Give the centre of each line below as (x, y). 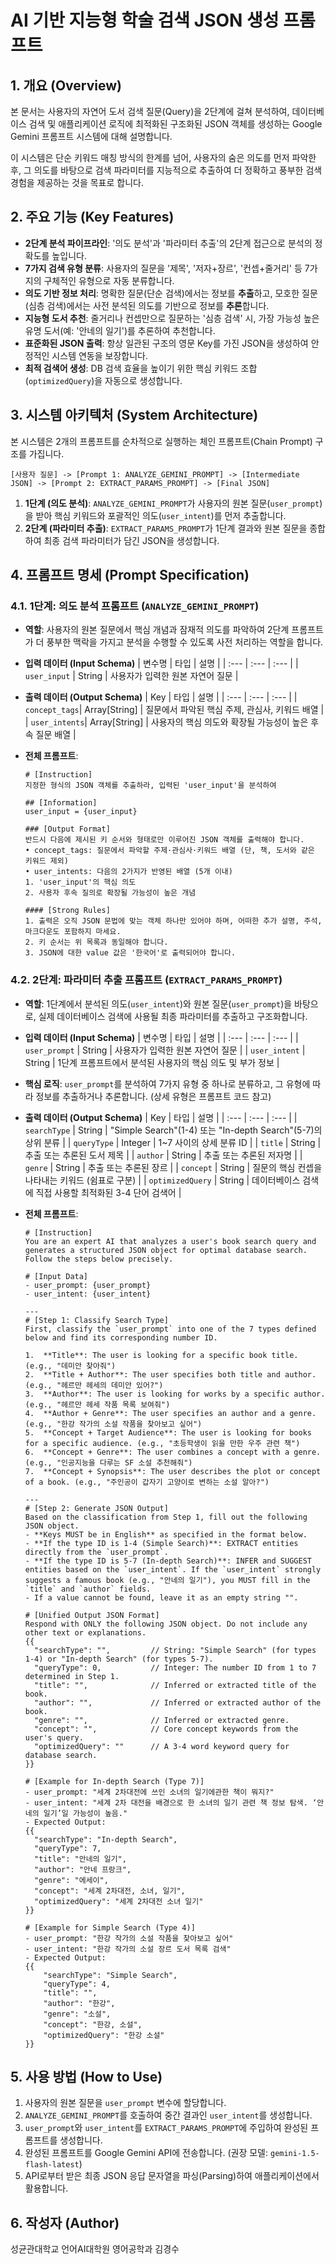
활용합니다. (46, 2188)
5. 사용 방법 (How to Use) (86, 2077)
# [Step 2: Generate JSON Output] (96, 1508)
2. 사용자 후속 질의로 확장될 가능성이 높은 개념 (110, 893)
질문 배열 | (56, 735)
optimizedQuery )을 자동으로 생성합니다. (105, 380)
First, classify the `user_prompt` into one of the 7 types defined (170, 1329)
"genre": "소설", (77, 2014)
